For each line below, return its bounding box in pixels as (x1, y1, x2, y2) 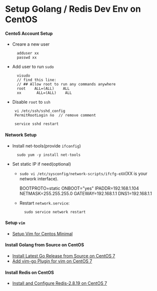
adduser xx (17, 51, 39, 56)
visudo (17, 73, 30, 78)
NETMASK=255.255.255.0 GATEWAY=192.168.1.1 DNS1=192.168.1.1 (19, 190, 152, 196)
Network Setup (5, 132, 37, 138)
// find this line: (17, 78, 56, 83)
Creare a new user (12, 41, 50, 47)
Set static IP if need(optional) (12, 161, 71, 167)
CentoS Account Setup (5, 30, 53, 36)
